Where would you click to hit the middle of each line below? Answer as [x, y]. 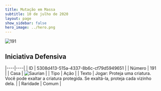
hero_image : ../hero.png [30, 28]
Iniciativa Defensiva [36, 56]
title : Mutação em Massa [30, 9]
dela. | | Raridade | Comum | [33, 83]
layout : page [18, 18]
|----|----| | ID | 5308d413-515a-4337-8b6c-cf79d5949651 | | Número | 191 [81, 68]
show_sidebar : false [26, 23]
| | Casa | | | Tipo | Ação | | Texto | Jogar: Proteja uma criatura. [78, 73]
